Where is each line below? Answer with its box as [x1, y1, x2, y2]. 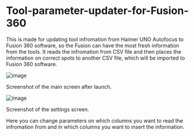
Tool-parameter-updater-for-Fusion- [6, 4, 189, 18]
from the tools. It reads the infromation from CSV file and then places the [6, 48, 182, 55]
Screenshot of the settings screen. [6, 106, 89, 113]
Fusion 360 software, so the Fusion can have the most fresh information [6, 42, 179, 49]
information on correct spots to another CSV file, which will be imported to [6, 54, 185, 61]
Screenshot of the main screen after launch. [6, 83, 112, 90]
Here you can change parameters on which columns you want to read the [6, 117, 183, 124]
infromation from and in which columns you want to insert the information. [6, 123, 185, 130]
